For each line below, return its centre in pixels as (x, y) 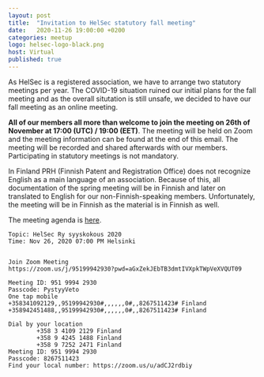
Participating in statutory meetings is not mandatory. (94, 155)
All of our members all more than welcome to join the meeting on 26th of (129, 122)
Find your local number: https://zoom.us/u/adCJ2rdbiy (100, 365)
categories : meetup (40, 37)
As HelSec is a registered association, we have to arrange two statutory (124, 82)
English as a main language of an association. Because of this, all (114, 179)
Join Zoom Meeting (38, 262)
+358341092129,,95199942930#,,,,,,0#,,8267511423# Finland (107, 303)
